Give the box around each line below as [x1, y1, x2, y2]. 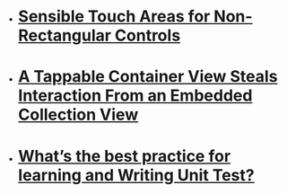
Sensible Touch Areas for [17, 6, 211, 27]
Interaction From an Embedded [17, 85, 253, 106]
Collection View [17, 105, 139, 125]
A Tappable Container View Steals [17, 66, 278, 87]
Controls [115, 25, 181, 46]
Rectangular [17, 25, 112, 46]
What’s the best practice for [17, 145, 231, 166]
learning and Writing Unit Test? [17, 164, 255, 185]
